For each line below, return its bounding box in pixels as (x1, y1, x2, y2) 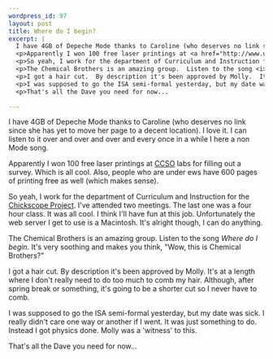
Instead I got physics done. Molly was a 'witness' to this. (8, 326, 197, 335)
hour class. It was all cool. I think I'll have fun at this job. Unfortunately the (8, 209, 256, 219)
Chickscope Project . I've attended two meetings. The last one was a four (8, 200, 252, 210)
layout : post (8, 20, 53, 28)
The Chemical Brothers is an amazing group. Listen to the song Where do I (8, 234, 258, 243)
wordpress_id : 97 (8, 11, 67, 20)
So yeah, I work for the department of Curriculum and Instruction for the (8, 192, 250, 202)
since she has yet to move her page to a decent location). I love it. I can (8, 125, 247, 135)
